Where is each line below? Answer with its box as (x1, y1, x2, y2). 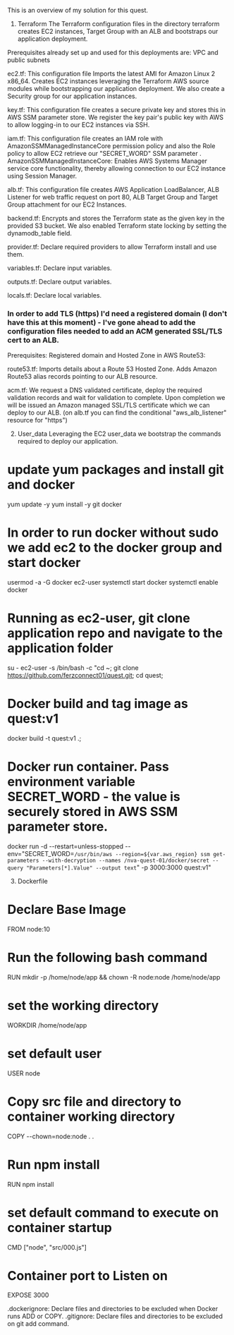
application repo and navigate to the (7, 626, 223, 641)
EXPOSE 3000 (7, 1291, 49, 1300)
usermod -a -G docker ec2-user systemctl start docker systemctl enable (7, 578, 218, 587)
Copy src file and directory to (7, 1093, 182, 1109)
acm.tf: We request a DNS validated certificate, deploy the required (7, 386, 202, 394)
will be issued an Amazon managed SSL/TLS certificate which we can (7, 401, 210, 410)
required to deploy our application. (17, 437, 118, 446)
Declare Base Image (7, 902, 127, 918)
